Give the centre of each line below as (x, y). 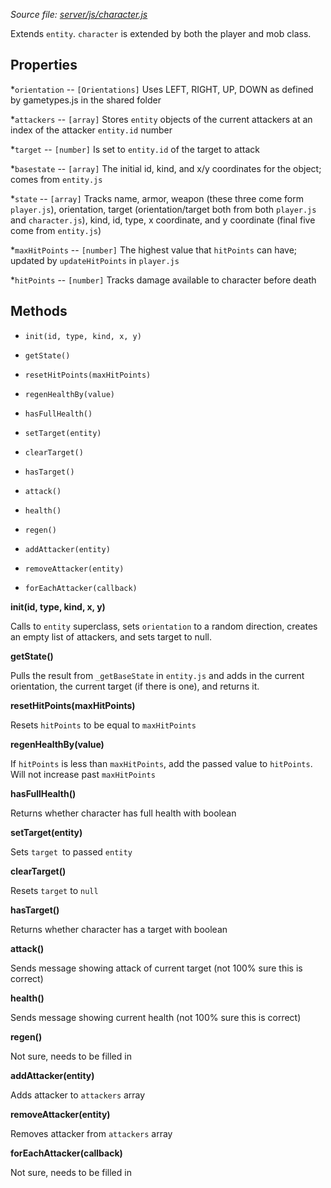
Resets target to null (54, 890)
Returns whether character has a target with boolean (119, 929)
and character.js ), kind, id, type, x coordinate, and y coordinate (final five (163, 220)
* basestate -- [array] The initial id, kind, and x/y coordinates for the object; (166, 168)
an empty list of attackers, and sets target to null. (111, 636)
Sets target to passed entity (71, 851)
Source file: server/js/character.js (79, 14)
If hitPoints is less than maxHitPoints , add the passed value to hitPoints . (161, 763)
